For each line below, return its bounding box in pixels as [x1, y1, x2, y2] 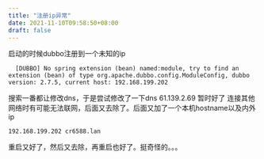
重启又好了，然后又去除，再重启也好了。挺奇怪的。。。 [8, 142, 182, 152]
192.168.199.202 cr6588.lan [8, 127, 101, 135]
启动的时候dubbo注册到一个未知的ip [8, 49, 126, 59]
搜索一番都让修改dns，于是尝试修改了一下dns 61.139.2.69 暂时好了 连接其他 [8, 93, 255, 103]
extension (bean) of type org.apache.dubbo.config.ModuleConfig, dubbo [8, 72, 250, 80]
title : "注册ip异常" [8, 11, 71, 20]
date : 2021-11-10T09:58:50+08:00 [8, 19, 119, 27]
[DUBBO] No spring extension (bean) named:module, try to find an [15, 65, 239, 73]
